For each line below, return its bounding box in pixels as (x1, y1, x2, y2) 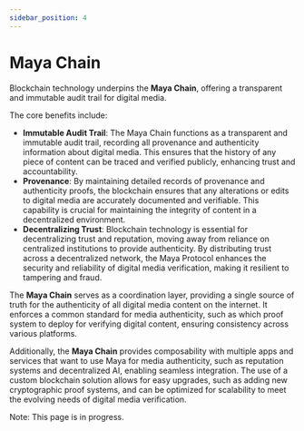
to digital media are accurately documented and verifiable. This (22, 194, 260, 205)
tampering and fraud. (22, 271, 103, 282)
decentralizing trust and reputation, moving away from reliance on (22, 233, 270, 244)
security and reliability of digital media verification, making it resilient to (22, 262, 289, 273)
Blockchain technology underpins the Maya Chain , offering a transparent (9, 83, 283, 93)
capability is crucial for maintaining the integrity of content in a (22, 204, 257, 215)
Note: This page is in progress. (9, 411, 124, 422)
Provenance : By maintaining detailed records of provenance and (22, 175, 265, 186)
